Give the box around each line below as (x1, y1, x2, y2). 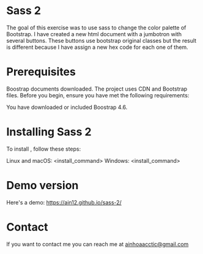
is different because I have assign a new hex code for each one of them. (6, 43, 188, 51)
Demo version (6, 179, 79, 192)
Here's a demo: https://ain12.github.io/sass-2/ (6, 198, 122, 206)
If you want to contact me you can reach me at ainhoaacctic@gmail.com (6, 240, 189, 248)
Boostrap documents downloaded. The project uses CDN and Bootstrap (6, 85, 188, 92)
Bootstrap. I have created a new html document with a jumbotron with (6, 30, 182, 37)
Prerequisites (6, 65, 76, 79)
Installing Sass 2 (6, 125, 92, 139)
